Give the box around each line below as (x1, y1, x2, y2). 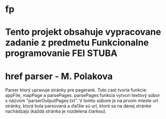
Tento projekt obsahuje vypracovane (5, 26, 161, 38)
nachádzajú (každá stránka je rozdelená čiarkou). (5, 108, 106, 114)
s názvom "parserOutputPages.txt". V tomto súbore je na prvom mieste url (5, 97, 158, 103)
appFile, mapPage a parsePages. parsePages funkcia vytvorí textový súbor (5, 92, 160, 98)
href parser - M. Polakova (5, 70, 113, 82)
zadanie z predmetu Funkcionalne (5, 37, 149, 48)
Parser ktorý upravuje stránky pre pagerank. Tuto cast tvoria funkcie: (5, 87, 147, 93)
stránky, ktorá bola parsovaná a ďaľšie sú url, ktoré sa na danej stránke (5, 103, 151, 109)
